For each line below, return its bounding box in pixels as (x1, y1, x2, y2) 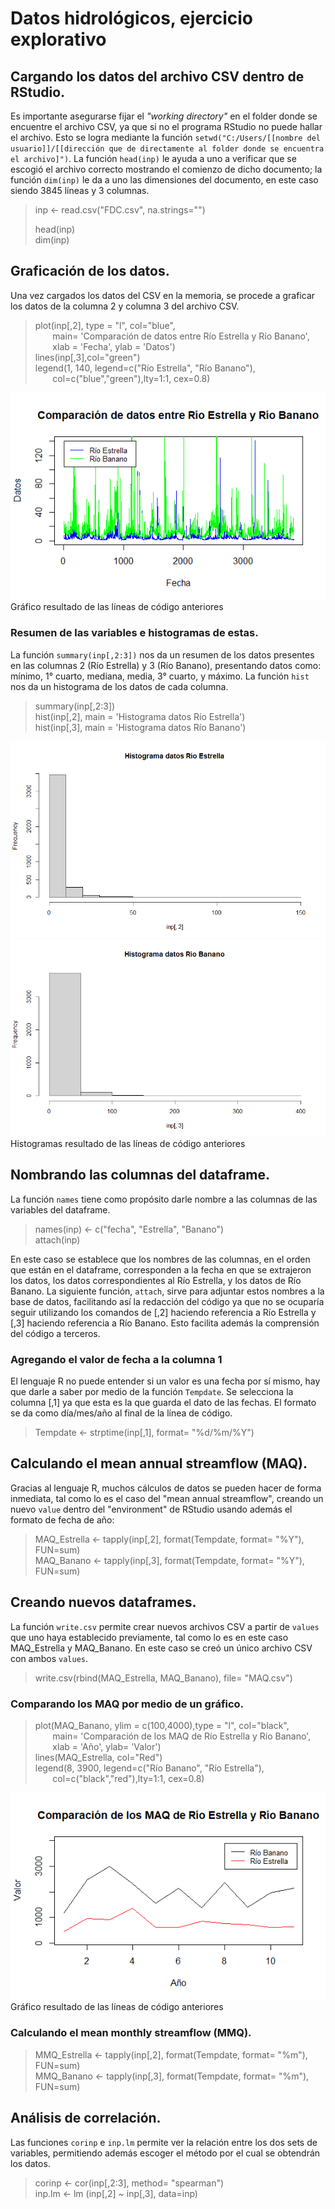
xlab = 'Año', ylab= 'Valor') (52, 1740, 162, 1752)
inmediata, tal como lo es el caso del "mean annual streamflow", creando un (10, 1492, 324, 1504)
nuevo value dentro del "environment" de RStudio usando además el (10, 1503, 293, 1515)
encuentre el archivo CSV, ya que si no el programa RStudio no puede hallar (10, 121, 323, 132)
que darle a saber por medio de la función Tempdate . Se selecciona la (10, 1385, 294, 1397)
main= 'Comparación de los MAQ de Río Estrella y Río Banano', (52, 1730, 312, 1742)
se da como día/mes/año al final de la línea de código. (10, 1407, 233, 1419)
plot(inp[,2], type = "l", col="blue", (34, 319, 176, 331)
